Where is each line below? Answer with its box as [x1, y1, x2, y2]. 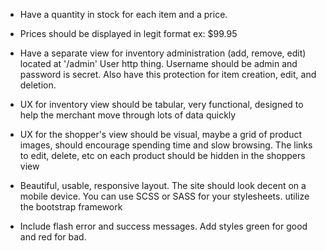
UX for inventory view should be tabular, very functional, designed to [19, 99, 304, 110]
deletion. [19, 79, 57, 91]
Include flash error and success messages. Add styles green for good [19, 220, 308, 232]
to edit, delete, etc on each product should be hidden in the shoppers [19, 150, 306, 161]
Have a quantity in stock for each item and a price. [19, 9, 228, 20]
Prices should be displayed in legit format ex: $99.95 [19, 28, 238, 39]
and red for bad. [19, 231, 87, 243]
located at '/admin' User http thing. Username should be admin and [19, 58, 298, 69]
